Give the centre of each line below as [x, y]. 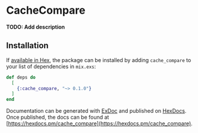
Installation [27, 46]
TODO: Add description [36, 27]
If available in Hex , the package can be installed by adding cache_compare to [99, 60]
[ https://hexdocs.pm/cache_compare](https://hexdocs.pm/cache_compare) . [100, 123]
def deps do [21, 77]
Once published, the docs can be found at [58, 117]
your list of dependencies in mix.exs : [51, 66]
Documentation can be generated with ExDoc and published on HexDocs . [96, 111]
